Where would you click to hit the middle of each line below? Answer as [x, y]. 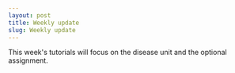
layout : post [30, 15]
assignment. [28, 60]
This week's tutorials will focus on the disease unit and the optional [117, 53]
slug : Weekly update [42, 30]
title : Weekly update [44, 23]
